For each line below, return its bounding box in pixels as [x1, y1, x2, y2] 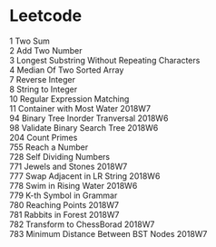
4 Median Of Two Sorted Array [9, 64, 124, 75]
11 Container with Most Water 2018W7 [9, 103, 152, 114]
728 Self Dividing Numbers [9, 151, 111, 162]
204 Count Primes [9, 132, 78, 143]
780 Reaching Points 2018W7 [9, 199, 120, 210]
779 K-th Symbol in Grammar [9, 190, 118, 201]
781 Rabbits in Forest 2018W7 [9, 209, 120, 220]
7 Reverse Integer [9, 74, 75, 84]
